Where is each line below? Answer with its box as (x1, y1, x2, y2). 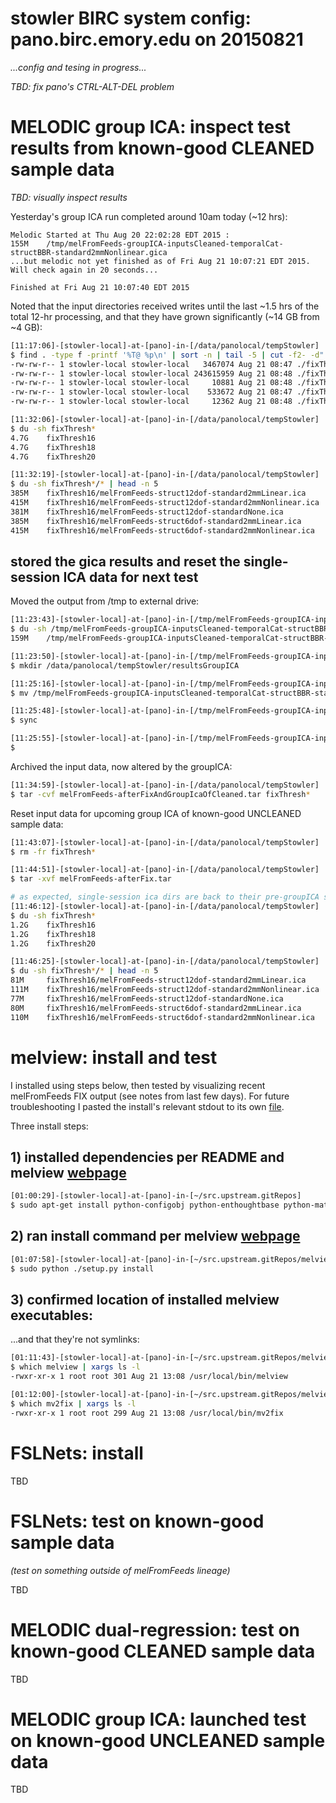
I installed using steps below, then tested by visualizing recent (10, 1079, 266, 1091)
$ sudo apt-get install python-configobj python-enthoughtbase (10, 1200, 280, 1211)
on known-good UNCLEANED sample (10, 1729, 326, 1752)
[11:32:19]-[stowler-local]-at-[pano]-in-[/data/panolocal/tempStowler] (10, 470, 320, 480)
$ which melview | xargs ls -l (10, 1362, 141, 1372)
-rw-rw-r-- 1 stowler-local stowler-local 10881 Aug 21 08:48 (10, 378, 293, 388)
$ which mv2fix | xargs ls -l (10, 1398, 137, 1409)
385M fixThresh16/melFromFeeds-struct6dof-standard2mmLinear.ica (10, 516, 302, 526)
